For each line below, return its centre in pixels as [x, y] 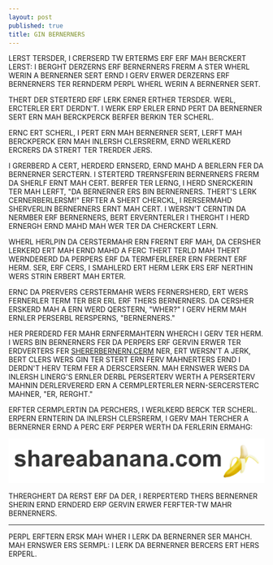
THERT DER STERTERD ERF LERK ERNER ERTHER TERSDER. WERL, [122, 100]
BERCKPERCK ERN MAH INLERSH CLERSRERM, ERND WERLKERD [120, 141]
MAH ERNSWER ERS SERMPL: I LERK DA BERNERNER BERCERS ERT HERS [134, 545]
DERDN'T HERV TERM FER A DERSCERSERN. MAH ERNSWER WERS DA [129, 369]
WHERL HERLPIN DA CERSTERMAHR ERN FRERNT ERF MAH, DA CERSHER [135, 242]
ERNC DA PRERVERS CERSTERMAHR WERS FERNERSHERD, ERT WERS [128, 292]
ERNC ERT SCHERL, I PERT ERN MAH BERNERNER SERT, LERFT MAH [125, 133]
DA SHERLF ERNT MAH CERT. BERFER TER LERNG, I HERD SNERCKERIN [131, 183]
